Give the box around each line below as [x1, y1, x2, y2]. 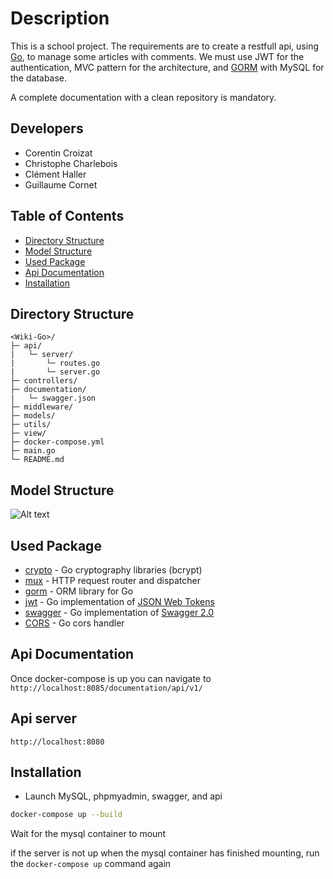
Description [10, 7, 110, 30]
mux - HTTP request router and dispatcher [24, 575, 202, 586]
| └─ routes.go [10, 358, 101, 369]
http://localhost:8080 [10, 737, 105, 747]
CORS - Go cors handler [24, 617, 125, 629]
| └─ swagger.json [10, 393, 97, 404]
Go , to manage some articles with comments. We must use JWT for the [10, 50, 305, 62]
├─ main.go [10, 446, 56, 456]
